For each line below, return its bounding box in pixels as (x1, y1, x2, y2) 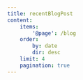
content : (7, 17, 33, 24)
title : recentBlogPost (7, 10, 73, 17)
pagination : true (20, 62, 70, 69)
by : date (32, 42, 58, 49)
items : (20, 23, 39, 30)
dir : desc (32, 49, 61, 56)
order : (20, 36, 39, 43)
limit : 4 (20, 56, 45, 63)
